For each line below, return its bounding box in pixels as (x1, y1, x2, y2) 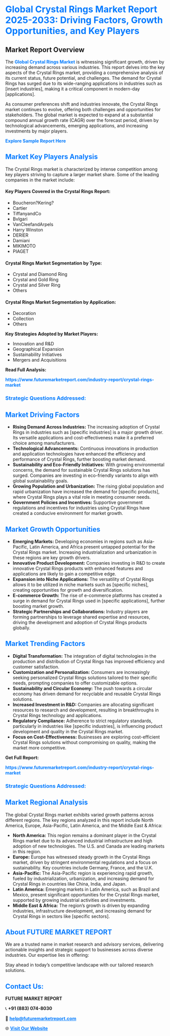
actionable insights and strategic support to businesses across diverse (5, 947, 153, 953)
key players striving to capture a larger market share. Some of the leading (5, 171, 159, 177)
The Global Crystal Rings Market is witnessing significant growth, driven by (5, 59, 164, 64)
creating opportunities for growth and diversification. (12, 587, 123, 593)
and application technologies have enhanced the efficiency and (12, 451, 146, 457)
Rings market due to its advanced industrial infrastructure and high (12, 837, 153, 844)
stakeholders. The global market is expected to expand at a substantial (5, 112, 153, 118)
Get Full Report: (5, 754, 39, 760)
